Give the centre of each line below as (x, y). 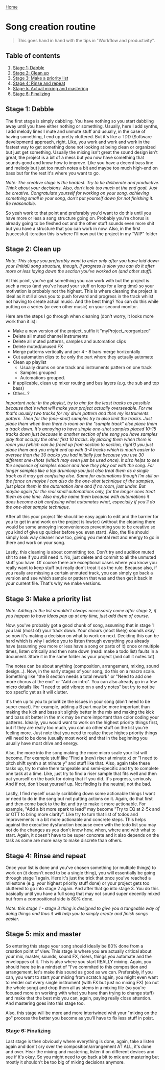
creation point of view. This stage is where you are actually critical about (79, 951)
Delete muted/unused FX (38, 347)
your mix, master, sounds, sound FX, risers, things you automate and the (79, 956)
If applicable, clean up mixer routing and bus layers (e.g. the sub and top (86, 383)
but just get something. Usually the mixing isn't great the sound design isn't (82, 152)
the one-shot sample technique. (38, 507)
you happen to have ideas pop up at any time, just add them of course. (78, 616)
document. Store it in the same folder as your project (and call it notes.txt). (81, 657)
